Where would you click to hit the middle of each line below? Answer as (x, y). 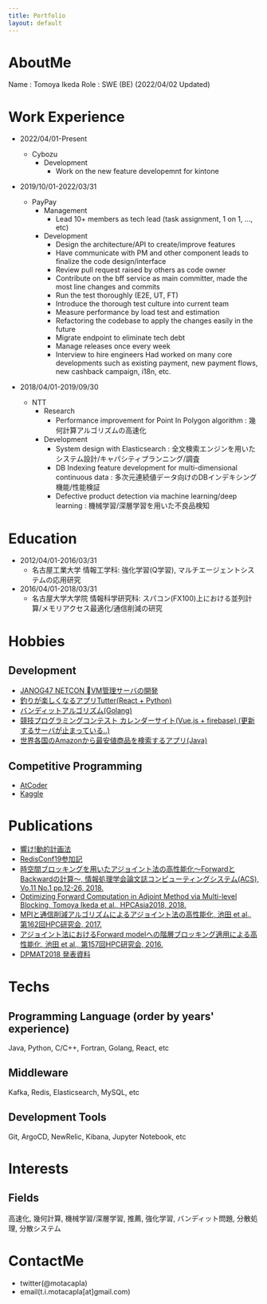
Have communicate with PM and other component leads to (152, 253)
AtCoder (33, 786)
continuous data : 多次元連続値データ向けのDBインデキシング (156, 477)
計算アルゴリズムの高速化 (104, 431)
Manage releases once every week (113, 346)
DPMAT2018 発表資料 (55, 955)
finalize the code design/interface (111, 262)
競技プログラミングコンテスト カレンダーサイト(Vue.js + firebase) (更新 (137, 721)
